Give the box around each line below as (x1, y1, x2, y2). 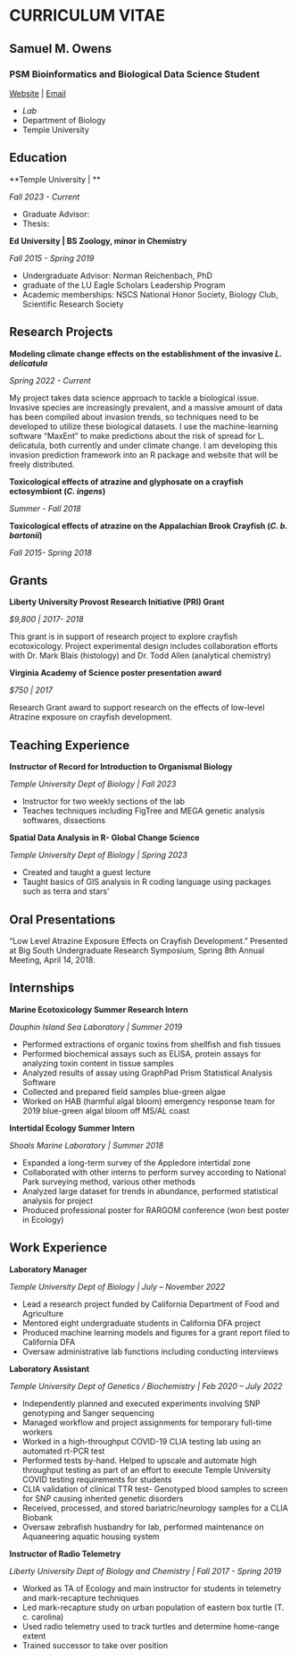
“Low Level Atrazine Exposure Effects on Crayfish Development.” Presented (9, 935, 288, 946)
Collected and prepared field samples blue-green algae (21, 1086, 226, 1097)
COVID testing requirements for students (21, 1474, 172, 1485)
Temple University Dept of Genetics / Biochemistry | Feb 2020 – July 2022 (9, 1380, 283, 1391)
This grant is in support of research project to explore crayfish (9, 631, 238, 642)
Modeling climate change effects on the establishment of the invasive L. (9, 348, 283, 358)
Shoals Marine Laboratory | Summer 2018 (9, 1140, 163, 1150)
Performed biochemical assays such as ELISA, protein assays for (21, 1048, 262, 1059)
